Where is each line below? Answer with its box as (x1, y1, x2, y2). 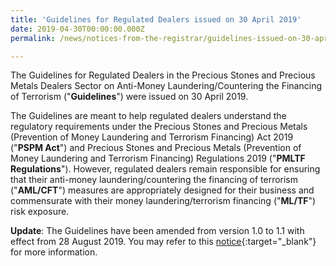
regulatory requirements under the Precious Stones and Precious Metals (10, 121, 308, 133)
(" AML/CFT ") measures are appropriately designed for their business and (10, 184, 315, 196)
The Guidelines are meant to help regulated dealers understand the (10, 110, 287, 122)
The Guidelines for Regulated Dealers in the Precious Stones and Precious (10, 69, 316, 81)
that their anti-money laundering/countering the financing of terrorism (10, 174, 299, 186)
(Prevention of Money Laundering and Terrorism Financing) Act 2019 (10, 131, 294, 143)
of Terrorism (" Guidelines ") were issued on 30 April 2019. (10, 91, 249, 103)
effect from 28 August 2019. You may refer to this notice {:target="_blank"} (10, 236, 317, 248)
